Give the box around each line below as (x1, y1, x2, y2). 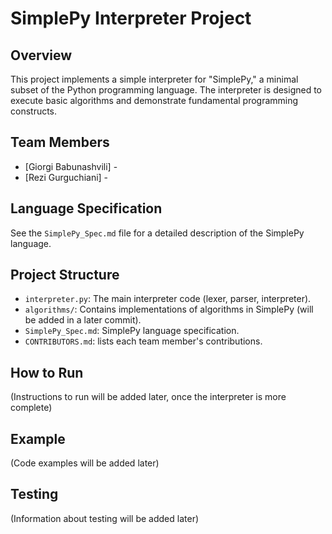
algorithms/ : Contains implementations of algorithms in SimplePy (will (24, 303, 314, 316)
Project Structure (10, 267, 120, 284)
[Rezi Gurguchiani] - (24, 171, 109, 183)
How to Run (10, 364, 84, 381)
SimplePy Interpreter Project (10, 7, 252, 30)
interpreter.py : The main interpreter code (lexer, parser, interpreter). (24, 293, 312, 305)
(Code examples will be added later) (10, 457, 160, 469)
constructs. (10, 105, 58, 117)
